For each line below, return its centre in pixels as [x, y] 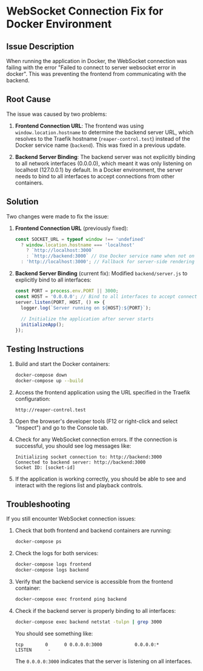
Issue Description [40, 46]
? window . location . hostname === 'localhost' [78, 245]
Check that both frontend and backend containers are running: [93, 531]
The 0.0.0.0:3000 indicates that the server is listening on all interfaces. [104, 661]
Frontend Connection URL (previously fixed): [72, 228]
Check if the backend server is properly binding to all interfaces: [95, 610]
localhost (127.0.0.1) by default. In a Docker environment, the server [99, 170]
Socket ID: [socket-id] [45, 467]
